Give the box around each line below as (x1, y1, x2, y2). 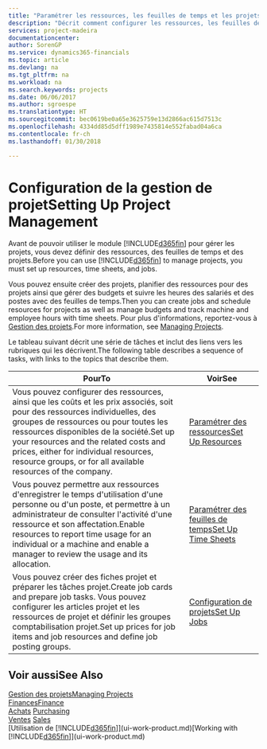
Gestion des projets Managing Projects (8, 689, 133, 699)
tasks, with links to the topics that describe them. (8, 354, 169, 364)
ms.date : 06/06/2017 (8, 93, 77, 101)
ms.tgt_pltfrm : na (8, 71, 69, 79)
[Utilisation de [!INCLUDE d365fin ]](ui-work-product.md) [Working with (8, 724, 238, 733)
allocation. (12, 559, 52, 570)
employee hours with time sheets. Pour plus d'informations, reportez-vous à (8, 314, 257, 323)
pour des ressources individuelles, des (12, 407, 157, 418)
